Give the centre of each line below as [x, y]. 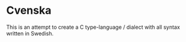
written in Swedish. [30, 33]
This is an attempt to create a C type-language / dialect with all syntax [93, 27]
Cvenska [29, 10]
